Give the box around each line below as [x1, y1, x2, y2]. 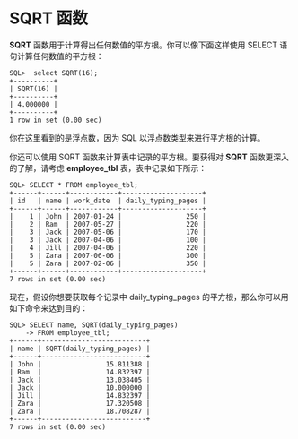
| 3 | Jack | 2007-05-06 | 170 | [9, 228, 206, 237]
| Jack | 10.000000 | [9, 383, 151, 392]
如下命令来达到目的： [9, 302, 88, 314]
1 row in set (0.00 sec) [9, 116, 102, 125]
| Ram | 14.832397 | [9, 367, 151, 376]
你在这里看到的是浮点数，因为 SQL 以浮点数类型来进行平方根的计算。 [9, 132, 266, 143]
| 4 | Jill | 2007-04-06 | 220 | [9, 243, 206, 252]
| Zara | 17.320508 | [9, 399, 151, 408]
